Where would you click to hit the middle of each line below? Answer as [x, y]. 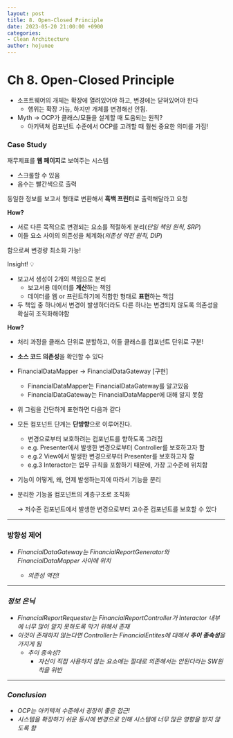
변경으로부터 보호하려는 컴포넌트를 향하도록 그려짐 [95, 439]
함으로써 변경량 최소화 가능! [44, 250]
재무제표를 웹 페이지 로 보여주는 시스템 [58, 161]
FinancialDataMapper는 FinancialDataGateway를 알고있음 [108, 386]
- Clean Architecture [38, 40]
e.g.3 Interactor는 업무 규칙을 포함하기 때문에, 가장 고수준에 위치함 [118, 465]
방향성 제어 [25, 535]
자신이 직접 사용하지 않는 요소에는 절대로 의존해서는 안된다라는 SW [128, 661]
